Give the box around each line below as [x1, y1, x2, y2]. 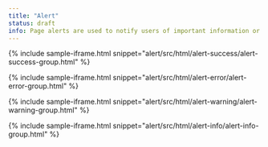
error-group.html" [8, 81, 67, 91]
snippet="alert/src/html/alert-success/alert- [112, 49, 258, 59]
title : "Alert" [8, 11, 59, 20]
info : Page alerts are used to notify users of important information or [8, 27, 261, 35]
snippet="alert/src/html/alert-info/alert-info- [112, 121, 259, 131]
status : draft [8, 19, 56, 27]
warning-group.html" [8, 105, 78, 115]
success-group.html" [8, 57, 79, 67]
